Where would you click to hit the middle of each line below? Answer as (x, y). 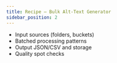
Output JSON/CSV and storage (53, 47)
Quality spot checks (40, 53)
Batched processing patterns (51, 41)
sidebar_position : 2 (32, 17)
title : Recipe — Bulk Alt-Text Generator (59, 12)
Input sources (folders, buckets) (55, 34)
